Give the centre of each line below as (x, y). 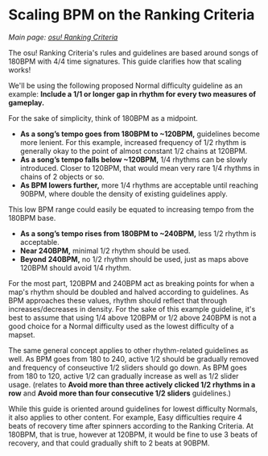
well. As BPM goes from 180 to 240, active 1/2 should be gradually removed (134, 359)
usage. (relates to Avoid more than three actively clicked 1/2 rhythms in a (132, 384)
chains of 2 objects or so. (62, 176)
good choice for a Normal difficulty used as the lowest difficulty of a (122, 326)
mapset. (22, 334)
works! (20, 69)
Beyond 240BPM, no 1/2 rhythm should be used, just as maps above (134, 259)
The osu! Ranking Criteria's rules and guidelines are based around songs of (134, 52)
